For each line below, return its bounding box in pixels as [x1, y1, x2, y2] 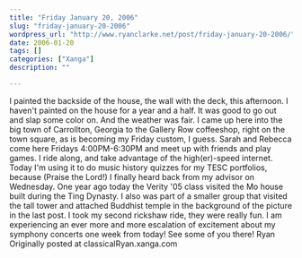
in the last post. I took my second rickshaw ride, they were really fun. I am [9, 210, 283, 220]
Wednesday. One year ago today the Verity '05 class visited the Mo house [9, 181, 284, 192]
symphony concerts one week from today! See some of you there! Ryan [9, 228, 276, 239]
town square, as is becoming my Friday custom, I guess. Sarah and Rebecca [9, 133, 292, 144]
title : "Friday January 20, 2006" [9, 13, 139, 22]
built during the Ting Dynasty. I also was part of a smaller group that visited [9, 190, 288, 202]
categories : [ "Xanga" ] [9, 55, 94, 64]
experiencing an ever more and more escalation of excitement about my [9, 219, 276, 229]
